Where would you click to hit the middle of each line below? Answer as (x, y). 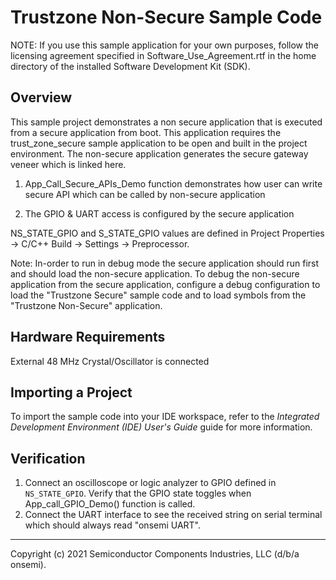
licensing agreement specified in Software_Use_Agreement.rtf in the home (163, 55)
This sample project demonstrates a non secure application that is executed (166, 122)
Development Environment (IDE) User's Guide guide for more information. (161, 427)
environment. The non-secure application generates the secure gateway (159, 153)
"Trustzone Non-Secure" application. (86, 305)
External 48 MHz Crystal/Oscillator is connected (110, 361)
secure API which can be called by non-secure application (145, 194)
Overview (41, 97)
